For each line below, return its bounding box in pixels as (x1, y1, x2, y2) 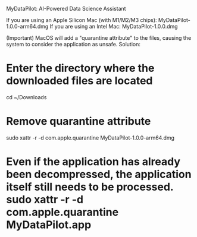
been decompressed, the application (6, 168, 192, 181)
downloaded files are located (6, 74, 153, 88)
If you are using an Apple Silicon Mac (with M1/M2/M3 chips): (6, 17, 157, 23)
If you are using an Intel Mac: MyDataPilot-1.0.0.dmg (49, 23, 178, 30)
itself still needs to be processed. (6, 181, 174, 194)
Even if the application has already (6, 155, 180, 169)
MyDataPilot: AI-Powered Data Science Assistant (6, 5, 126, 12)
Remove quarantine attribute (6, 115, 151, 128)
